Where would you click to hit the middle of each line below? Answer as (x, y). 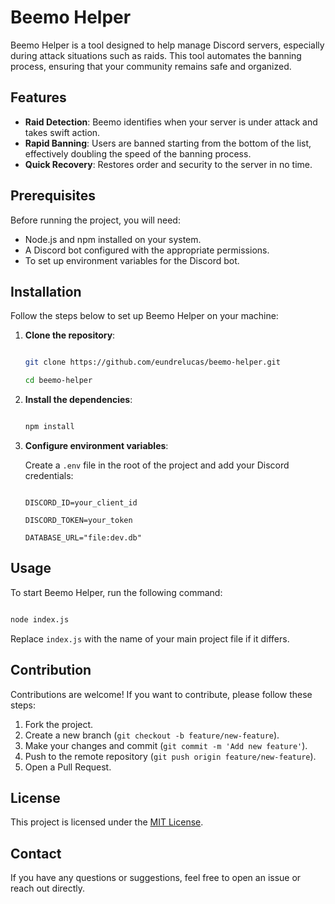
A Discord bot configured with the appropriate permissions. (147, 250)
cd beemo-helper (58, 381)
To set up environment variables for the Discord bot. (132, 260)
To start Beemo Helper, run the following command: (116, 592)
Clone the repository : (70, 335)
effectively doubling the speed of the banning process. (138, 153)
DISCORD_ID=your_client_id (81, 503)
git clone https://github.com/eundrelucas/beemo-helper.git (152, 362)
